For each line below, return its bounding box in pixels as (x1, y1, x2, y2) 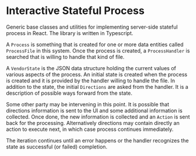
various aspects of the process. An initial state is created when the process (6, 71, 188, 78)
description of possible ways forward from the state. (6, 89, 133, 96)
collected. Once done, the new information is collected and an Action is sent (6, 113, 190, 120)
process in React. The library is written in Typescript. (6, 29, 133, 36)
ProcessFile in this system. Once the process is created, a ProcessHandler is (6, 47, 190, 54)
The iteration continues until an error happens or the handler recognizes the (6, 137, 189, 144)
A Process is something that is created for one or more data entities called (6, 41, 184, 48)
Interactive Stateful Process (6, 4, 145, 18)
